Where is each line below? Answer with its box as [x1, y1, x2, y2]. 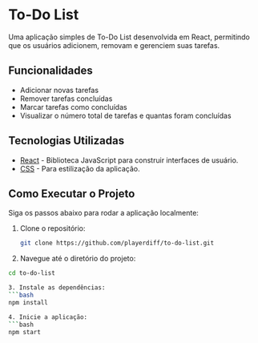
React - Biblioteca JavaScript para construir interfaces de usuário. [19, 155, 239, 165]
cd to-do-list [8, 269, 56, 277]
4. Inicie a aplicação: [8, 313, 88, 321]
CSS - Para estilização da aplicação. [19, 163, 140, 173]
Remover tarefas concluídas [19, 94, 113, 103]
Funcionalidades [8, 64, 94, 78]
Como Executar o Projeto [8, 187, 135, 200]
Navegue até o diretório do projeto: [19, 254, 136, 264]
